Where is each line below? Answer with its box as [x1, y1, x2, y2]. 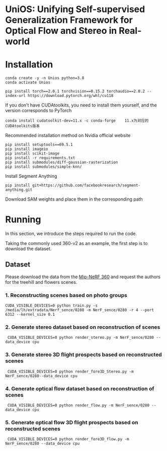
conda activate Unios [5, 80, 51, 85]
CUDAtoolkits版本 [5, 124, 40, 129]
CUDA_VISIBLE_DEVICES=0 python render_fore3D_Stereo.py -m [7, 369, 134, 374]
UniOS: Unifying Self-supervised [5, 4, 145, 15]
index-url [5, 93, 26, 98]
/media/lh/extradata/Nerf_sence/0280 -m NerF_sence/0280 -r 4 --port [5, 308, 154, 313]
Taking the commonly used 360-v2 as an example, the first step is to [5, 240, 148, 246]
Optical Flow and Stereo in [5, 25, 117, 36]
